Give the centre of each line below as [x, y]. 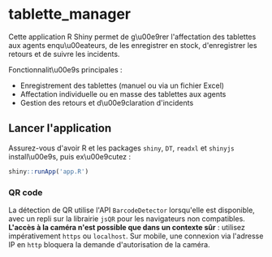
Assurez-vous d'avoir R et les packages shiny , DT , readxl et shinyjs [121, 148]
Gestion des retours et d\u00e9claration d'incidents [107, 102]
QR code [26, 192]
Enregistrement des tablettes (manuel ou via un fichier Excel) [122, 85]
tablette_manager [70, 14]
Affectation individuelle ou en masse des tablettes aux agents [123, 94]
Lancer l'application [60, 128]
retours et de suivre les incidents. [64, 54]
